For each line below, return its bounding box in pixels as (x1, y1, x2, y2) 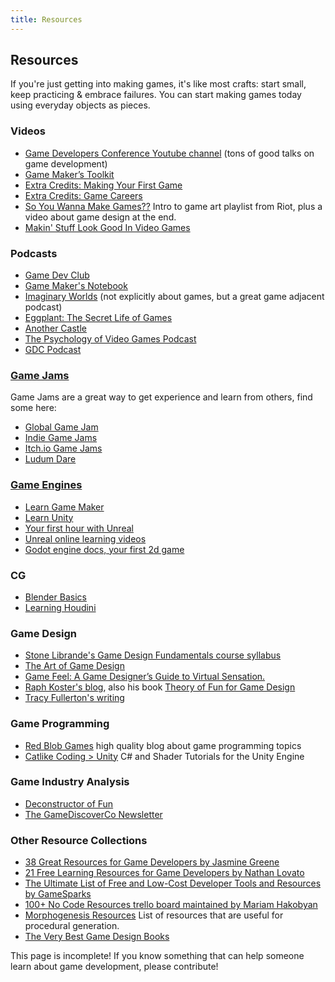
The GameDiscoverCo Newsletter (24, 808, 163, 820)
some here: (10, 402, 57, 414)
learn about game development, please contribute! (10, 961, 219, 973)
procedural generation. (24, 920, 120, 932)
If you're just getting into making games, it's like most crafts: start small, (10, 78, 307, 90)
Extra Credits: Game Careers (24, 189, 143, 201)
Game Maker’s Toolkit (24, 168, 115, 180)
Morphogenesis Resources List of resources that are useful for (24, 909, 284, 921)
